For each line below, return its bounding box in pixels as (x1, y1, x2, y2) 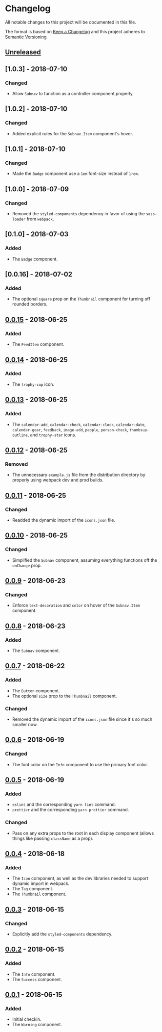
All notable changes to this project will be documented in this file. (5, 19, 137, 25)
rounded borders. (12, 301, 48, 307)
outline (12, 432, 28, 438)
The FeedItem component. (12, 341, 64, 347)
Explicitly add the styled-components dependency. (12, 931, 113, 937)
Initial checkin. (12, 1016, 41, 1022)
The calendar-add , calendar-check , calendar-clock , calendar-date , (12, 421, 146, 427)
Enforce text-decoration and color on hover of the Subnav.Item (12, 603, 140, 608)
